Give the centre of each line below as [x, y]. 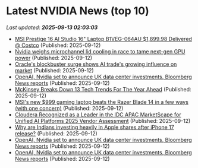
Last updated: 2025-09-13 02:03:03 [52, 27]
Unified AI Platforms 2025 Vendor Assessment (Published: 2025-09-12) [103, 121]
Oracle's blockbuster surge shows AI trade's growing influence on [96, 64]
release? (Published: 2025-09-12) [56, 133]
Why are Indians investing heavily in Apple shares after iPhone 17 [94, 127]
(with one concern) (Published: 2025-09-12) [69, 108]
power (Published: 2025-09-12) [54, 58]
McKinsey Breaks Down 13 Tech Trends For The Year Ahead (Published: [103, 89]
